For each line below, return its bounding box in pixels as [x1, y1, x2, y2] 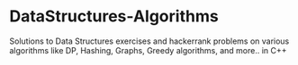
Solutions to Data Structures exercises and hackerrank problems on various [9, 36, 290, 46]
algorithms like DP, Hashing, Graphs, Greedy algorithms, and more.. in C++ [9, 45, 287, 55]
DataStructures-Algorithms [9, 6, 219, 27]
